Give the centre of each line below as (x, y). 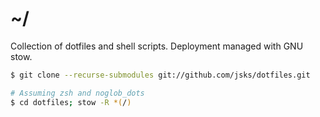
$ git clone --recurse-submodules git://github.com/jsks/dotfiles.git (160, 75)
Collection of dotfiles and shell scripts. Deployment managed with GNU (157, 46)
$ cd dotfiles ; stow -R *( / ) (71, 102)
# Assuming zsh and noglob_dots (77, 93)
